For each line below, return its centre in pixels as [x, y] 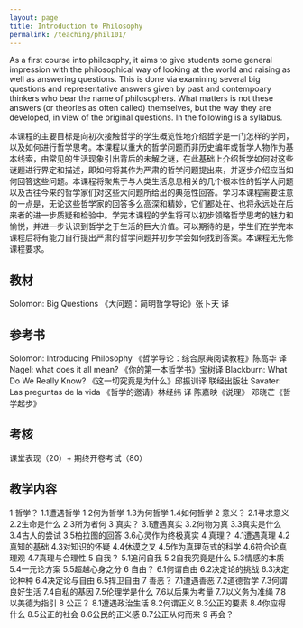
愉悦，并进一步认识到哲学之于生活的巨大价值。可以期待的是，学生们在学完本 [151, 226]
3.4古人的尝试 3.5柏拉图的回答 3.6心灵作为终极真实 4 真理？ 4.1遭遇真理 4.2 [150, 535]
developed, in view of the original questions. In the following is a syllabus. [146, 117]
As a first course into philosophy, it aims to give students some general [141, 60]
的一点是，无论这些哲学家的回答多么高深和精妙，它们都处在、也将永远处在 [147, 204]
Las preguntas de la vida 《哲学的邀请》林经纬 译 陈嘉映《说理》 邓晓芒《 [147, 392]
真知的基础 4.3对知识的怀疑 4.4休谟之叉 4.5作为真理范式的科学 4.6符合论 [144, 546]
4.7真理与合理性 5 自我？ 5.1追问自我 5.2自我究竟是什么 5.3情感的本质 [156, 558]
